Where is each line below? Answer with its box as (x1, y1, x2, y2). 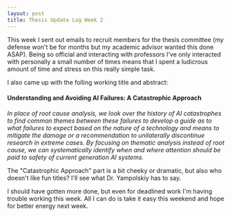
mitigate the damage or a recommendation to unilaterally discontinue (7, 131, 205, 139)
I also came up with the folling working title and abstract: (7, 78, 168, 86)
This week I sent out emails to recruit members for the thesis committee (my (7, 35, 224, 43)
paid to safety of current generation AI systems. (7, 153, 144, 161)
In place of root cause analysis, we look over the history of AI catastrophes (7, 109, 222, 117)
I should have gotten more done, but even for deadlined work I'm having (7, 187, 213, 195)
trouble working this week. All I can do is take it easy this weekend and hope (7, 194, 224, 203)
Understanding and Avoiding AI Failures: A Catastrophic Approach (7, 94, 202, 102)
